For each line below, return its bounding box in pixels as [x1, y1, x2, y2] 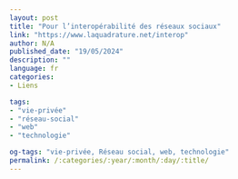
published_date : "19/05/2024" [9, 47, 124, 56]
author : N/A [9, 38, 55, 48]
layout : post [9, 13, 59, 23]
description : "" [9, 55, 71, 65]
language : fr [9, 65, 59, 74]
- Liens [9, 81, 39, 90]
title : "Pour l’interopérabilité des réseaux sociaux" [9, 22, 222, 31]
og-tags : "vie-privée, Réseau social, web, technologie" [9, 147, 230, 157]
